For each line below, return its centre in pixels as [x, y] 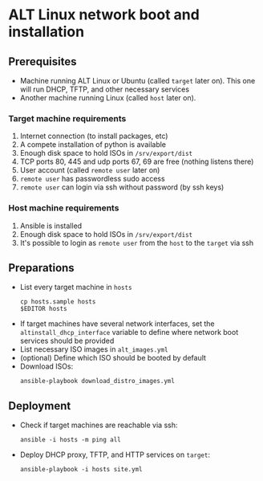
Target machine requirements [67, 118]
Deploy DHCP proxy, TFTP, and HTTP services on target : [115, 455]
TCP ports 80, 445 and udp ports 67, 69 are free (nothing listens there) [137, 161]
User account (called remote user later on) [90, 170]
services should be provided [67, 341]
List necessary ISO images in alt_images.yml [94, 349]
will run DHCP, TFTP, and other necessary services [105, 89]
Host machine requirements [64, 208]
